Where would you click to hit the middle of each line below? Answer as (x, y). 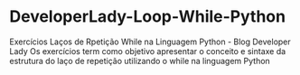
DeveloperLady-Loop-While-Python (148, 17)
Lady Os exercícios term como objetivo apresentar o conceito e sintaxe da (148, 51)
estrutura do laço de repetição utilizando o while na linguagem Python (140, 61)
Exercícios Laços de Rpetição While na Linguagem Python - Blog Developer (150, 42)
